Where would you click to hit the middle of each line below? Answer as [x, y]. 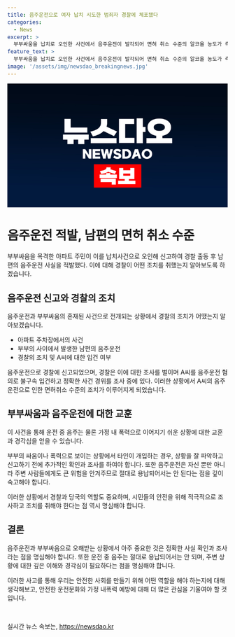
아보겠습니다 [24, 325]
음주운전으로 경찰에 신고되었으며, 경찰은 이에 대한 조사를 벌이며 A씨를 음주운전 [114, 372]
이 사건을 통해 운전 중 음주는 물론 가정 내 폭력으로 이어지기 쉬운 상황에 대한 [109, 432]
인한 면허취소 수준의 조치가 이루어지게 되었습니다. [99, 390]
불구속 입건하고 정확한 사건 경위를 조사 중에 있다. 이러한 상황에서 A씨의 [116, 381]
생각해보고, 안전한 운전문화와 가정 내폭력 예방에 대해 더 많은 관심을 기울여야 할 [114, 589]
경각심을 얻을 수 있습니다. [49, 440]
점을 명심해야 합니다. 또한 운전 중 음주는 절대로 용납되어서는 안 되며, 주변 [119, 556]
